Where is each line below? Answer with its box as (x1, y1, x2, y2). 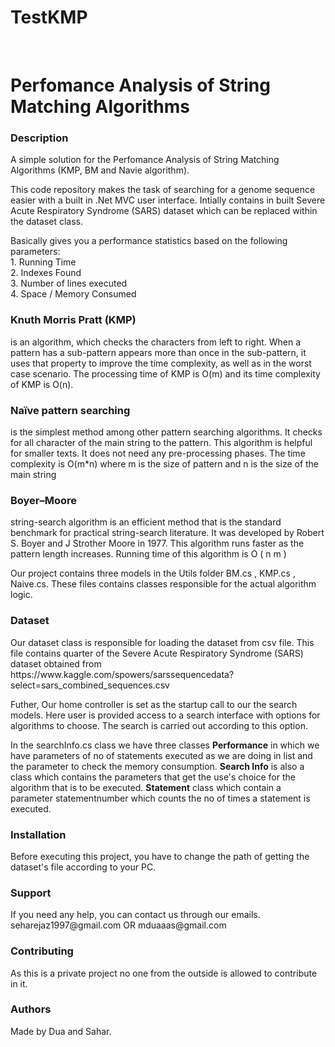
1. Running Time (10, 256, 77, 268)
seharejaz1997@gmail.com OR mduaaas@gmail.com (10, 919, 227, 931)
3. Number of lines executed (10, 277, 128, 290)
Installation (10, 827, 67, 841)
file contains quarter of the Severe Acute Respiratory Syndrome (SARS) (10, 647, 304, 659)
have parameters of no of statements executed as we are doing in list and (10, 749, 313, 761)
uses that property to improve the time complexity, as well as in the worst (10, 357, 312, 369)
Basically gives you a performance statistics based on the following (10, 235, 288, 247)
